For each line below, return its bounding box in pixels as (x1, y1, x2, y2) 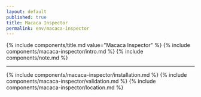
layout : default (6, 8, 47, 15)
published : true (6, 14, 47, 20)
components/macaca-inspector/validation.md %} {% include (6, 78, 156, 85)
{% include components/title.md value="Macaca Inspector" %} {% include (6, 42, 190, 49)
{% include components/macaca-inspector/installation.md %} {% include (6, 71, 187, 79)
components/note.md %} (6, 54, 68, 61)
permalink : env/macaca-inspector (6, 25, 90, 32)
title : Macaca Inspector (6, 20, 68, 26)
